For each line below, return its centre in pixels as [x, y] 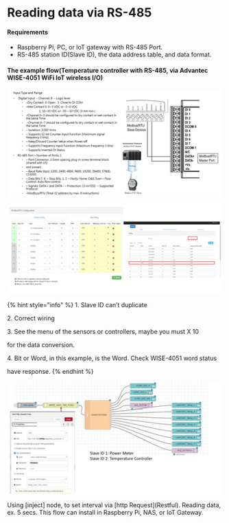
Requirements [28, 32]
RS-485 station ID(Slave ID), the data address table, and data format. [114, 55]
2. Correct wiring [31, 318]
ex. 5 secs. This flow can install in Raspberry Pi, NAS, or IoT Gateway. [105, 512]
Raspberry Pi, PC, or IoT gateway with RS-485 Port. [90, 47]
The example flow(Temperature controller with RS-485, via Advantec [108, 70]
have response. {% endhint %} [50, 371]
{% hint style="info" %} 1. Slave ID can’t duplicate [77, 304]
